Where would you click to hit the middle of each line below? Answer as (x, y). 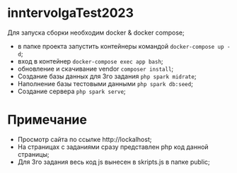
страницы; (33, 154)
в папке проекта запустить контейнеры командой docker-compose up (121, 46)
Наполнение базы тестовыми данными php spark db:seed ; (105, 83)
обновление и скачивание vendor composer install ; (96, 68)
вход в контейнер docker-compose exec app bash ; (91, 61)
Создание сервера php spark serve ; (71, 91)
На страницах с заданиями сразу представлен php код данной (113, 147)
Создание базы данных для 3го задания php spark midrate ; (107, 76)
